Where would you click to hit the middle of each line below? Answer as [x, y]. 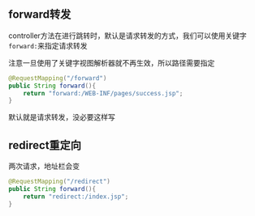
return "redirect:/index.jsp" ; [76, 197]
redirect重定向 [45, 145]
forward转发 [40, 15]
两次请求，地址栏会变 [44, 166]
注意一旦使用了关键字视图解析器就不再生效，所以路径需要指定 [112, 62]
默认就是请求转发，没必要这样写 [62, 117]
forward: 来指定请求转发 [48, 45]
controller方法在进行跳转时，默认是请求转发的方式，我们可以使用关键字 [127, 36]
